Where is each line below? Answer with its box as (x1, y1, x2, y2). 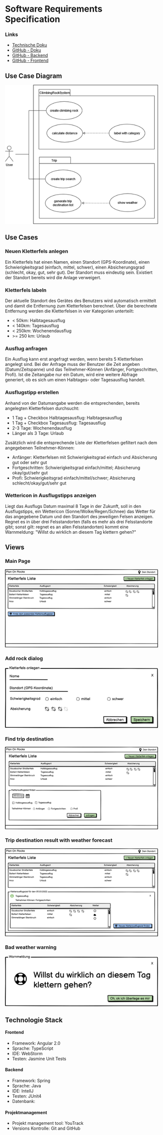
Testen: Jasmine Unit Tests (12, 1056, 66, 1062)
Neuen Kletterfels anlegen (5, 248, 69, 255)
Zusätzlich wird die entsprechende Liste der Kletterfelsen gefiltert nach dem (5, 439, 158, 446)
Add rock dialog (5, 655, 43, 662)
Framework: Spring (12, 1078, 50, 1083)
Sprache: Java (12, 1083, 41, 1089)
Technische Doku (12, 42, 48, 48)
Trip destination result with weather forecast (5, 837, 113, 844)
